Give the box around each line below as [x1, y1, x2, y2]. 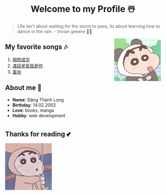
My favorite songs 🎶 [5, 43, 68, 51]
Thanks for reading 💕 [5, 130, 71, 138]
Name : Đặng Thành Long [12, 97, 64, 102]
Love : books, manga [12, 107, 54, 113]
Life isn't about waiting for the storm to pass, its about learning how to [17, 23, 161, 29]
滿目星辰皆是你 [12, 62, 43, 69]
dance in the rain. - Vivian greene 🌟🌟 [17, 28, 92, 34]
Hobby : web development [12, 112, 66, 118]
